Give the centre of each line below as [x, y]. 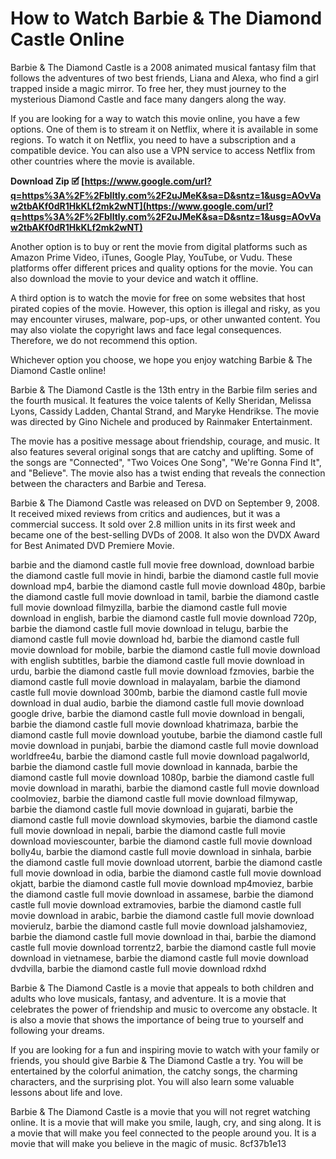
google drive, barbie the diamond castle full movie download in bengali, [157, 713]
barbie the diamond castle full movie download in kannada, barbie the [154, 766]
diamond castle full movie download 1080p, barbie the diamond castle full [162, 777]
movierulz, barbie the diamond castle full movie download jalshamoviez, [159, 926]
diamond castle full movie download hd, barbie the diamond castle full [155, 639]
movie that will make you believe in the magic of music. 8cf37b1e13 [148, 1143]
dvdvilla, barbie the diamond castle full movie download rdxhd [138, 968]
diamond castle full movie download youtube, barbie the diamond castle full [166, 734]
